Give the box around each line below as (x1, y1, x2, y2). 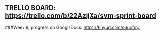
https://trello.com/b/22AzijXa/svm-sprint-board (5, 12, 156, 20)
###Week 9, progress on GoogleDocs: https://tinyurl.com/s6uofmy (5, 24, 140, 30)
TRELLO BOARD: (5, 4, 56, 12)
